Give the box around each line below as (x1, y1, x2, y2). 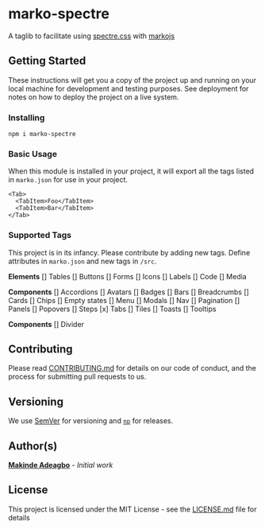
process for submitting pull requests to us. (8, 371, 147, 382)
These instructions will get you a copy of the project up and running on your (8, 75, 256, 84)
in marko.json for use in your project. (8, 175, 129, 185)
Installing (8, 112, 45, 123)
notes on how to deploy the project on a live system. (8, 92, 179, 102)
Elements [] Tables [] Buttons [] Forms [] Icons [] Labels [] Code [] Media (8, 271, 248, 281)
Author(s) (8, 439, 58, 453)
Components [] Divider (8, 319, 85, 329)
